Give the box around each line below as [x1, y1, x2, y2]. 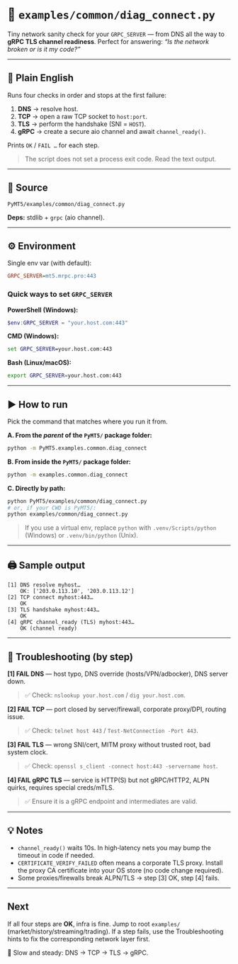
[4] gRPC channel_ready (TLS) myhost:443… [7, 619, 135, 626]
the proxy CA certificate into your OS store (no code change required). [17, 866, 224, 874]
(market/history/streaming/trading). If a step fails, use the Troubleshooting [7, 927, 224, 936]
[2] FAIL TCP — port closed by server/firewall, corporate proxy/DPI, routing [7, 705, 227, 713]
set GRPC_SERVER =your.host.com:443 [7, 346, 113, 353]
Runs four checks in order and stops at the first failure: [7, 91, 166, 99]
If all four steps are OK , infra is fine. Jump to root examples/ [7, 919, 181, 928]
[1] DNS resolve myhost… [7, 582, 81, 589]
